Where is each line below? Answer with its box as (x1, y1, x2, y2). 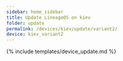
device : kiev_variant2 (6, 31, 64, 37)
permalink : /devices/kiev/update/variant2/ (6, 25, 118, 32)
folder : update (6, 20, 45, 26)
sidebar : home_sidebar (6, 8, 64, 15)
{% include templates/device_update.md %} (6, 48, 117, 55)
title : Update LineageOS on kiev (6, 14, 91, 21)
